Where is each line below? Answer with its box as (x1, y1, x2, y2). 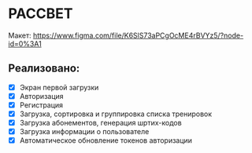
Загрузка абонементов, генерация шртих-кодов (19, 118, 183, 127)
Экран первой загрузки (19, 82, 99, 92)
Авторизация (19, 91, 65, 100)
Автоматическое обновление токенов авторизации (19, 136, 193, 145)
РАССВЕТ (8, 5, 73, 23)
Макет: (8, 31, 31, 40)
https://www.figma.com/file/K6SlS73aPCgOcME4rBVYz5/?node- (32, 31, 244, 40)
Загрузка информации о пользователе (19, 127, 150, 137)
